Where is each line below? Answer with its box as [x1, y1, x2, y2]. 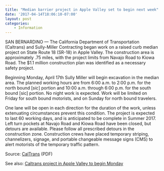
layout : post [5, 16, 32, 21]
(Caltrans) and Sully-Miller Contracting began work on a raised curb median [5, 44, 158, 50]
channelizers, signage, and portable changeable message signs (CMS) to [5, 136, 153, 142]
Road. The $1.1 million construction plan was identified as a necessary [5, 60, 146, 66]
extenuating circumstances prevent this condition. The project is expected [5, 110, 155, 116]
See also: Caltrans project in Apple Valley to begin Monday [5, 161, 123, 167]
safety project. [5, 65, 35, 71]
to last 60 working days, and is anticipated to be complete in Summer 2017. [5, 115, 157, 121]
